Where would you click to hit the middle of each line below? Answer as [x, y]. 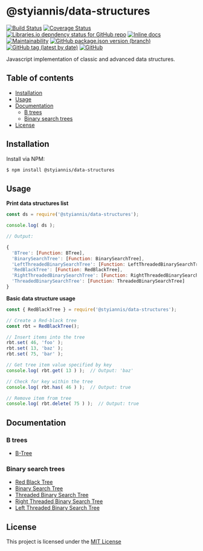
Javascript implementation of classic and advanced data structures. [91, 59]
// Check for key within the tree [50, 381]
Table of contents [40, 78]
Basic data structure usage [41, 298]
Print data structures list [37, 203]
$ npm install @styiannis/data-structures [60, 170]
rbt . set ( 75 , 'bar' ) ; [35, 354]
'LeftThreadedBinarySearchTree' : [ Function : [69, 264]
